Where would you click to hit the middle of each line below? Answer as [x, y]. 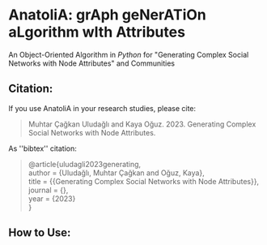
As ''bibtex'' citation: [42, 148]
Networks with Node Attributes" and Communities [92, 63]
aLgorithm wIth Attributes [97, 32]
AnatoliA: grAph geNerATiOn [107, 15]
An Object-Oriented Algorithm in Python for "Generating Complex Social [129, 54]
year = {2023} [52, 198]
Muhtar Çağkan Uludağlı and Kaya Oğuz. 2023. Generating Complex [142, 124]
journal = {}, [48, 190]
